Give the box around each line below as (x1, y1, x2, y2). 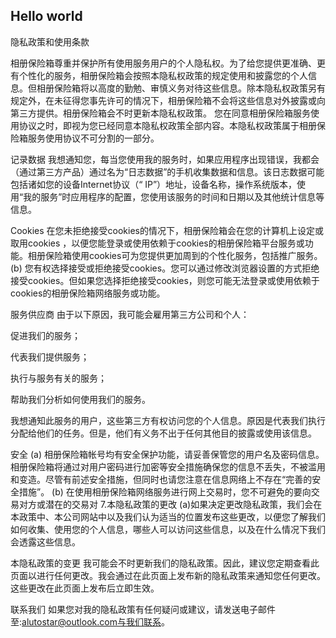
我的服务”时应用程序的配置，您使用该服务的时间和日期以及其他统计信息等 (23, 190, 325, 203)
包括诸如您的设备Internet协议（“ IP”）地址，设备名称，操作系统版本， (10, 178, 298, 190)
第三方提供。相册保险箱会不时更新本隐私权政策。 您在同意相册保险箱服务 (10, 107, 311, 119)
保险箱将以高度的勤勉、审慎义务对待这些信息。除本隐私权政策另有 (53, 82, 326, 94)
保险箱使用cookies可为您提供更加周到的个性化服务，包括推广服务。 (44, 249, 323, 261)
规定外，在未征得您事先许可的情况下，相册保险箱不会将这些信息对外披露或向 (10, 94, 326, 106)
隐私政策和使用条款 (10, 35, 90, 48)
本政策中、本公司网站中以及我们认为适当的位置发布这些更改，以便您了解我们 (10, 510, 326, 523)
